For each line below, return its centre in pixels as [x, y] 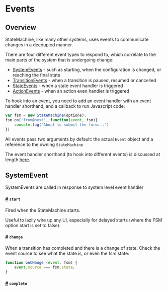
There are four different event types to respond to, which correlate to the [80, 54]
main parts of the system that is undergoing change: [60, 60]
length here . [18, 160]
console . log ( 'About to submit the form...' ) [62, 125]
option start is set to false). [33, 225]
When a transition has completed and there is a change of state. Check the [83, 248]
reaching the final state [36, 75]
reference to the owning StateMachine [44, 144]
